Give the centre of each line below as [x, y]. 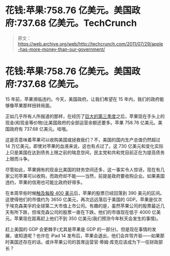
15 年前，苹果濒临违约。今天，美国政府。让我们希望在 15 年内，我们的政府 [82, 99]
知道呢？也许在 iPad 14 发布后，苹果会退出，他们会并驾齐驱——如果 [89, 235]
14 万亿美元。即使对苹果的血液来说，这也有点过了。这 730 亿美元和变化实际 [84, 146]
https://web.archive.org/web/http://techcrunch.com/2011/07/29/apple [90, 44]
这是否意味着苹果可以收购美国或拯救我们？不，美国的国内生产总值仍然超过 [83, 140]
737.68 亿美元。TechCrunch [77, 23]
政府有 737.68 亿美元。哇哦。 [40, 129]
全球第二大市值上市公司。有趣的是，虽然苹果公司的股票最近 [98, 206]
